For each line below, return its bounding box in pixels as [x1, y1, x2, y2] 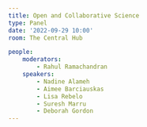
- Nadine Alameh [36, 77, 90, 86]
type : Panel [8, 19, 47, 27]
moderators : [22, 56, 62, 63]
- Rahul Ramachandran [36, 63, 108, 71]
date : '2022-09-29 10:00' [8, 26, 93, 34]
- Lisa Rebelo [36, 92, 83, 100]
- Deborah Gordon [36, 107, 93, 115]
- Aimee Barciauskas [36, 85, 104, 93]
